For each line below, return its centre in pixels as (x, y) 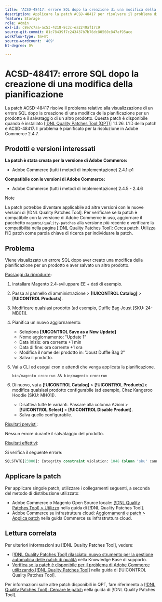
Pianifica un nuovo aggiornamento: (47, 322)
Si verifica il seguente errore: (34, 452)
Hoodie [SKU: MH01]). (34, 395)
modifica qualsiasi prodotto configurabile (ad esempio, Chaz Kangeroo (82, 390)
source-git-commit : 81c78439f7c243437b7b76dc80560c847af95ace (69, 32)
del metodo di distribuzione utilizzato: (42, 493)
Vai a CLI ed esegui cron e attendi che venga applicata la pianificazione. (83, 367)
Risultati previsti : (21, 424)
